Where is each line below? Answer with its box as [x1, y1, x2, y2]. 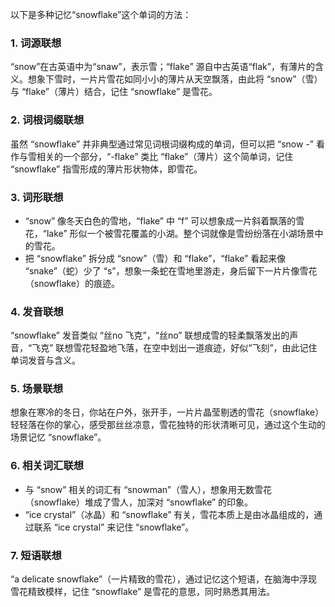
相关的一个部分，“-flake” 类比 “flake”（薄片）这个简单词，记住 [36, 150, 294, 162]
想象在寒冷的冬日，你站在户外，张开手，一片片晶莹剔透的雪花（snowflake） [10, 406, 325, 418]
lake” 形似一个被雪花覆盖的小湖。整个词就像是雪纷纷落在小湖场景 [46, 227, 315, 239]
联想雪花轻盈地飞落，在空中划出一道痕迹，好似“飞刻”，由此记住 [55, 342, 318, 354]
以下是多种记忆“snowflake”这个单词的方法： [10, 9, 192, 20]
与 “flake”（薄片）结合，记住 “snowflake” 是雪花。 [10, 86, 218, 98]
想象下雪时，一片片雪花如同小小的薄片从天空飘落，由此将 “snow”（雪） [27, 73, 323, 85]
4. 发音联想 [10, 304, 64, 318]
